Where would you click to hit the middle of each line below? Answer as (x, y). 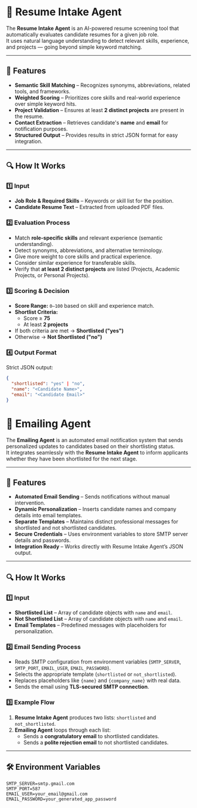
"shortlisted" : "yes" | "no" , (48, 384)
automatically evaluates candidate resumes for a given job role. (82, 34)
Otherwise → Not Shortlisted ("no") (58, 337)
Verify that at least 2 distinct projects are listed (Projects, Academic (97, 269)
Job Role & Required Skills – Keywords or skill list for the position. (94, 201)
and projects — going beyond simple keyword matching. (74, 47)
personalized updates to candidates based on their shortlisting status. (90, 446)
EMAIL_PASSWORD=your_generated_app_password (61, 799)
